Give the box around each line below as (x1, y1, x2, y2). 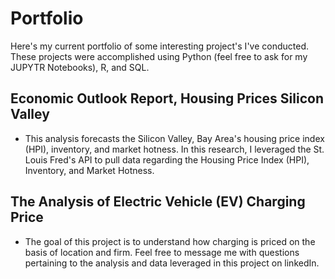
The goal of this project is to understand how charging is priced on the (24, 235, 316, 247)
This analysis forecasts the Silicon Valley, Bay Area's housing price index (24, 132, 325, 144)
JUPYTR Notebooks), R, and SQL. (10, 61, 150, 73)
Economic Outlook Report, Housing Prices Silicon (10, 90, 324, 107)
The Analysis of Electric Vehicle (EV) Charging (10, 193, 306, 211)
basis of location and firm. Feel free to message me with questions (24, 246, 300, 258)
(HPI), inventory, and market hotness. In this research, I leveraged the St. (24, 143, 325, 155)
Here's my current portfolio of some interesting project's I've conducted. (10, 40, 309, 52)
